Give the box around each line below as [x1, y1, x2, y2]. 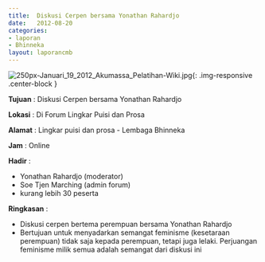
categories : [8, 26, 48, 34]
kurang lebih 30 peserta [19, 189, 99, 197]
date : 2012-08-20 [8, 19, 73, 27]
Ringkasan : [8, 204, 49, 213]
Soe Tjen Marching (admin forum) [19, 180, 131, 190]
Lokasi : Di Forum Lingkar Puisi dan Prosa [8, 110, 146, 119]
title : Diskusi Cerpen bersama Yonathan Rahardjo [8, 11, 180, 20]
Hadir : [8, 156, 31, 166]
